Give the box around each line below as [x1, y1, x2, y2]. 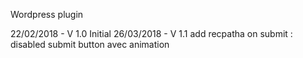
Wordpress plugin [10, 9, 84, 20]
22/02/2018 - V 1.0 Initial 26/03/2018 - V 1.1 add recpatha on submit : [10, 28, 293, 39]
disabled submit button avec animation [10, 39, 170, 50]
